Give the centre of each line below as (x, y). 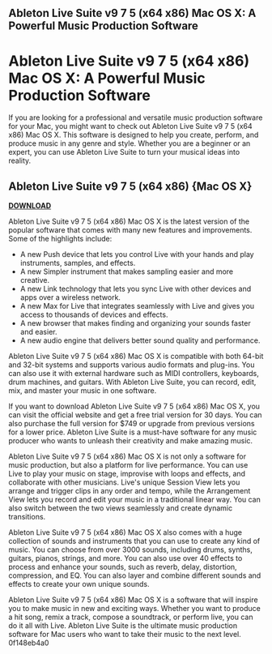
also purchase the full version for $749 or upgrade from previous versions (132, 424)
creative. (35, 280)
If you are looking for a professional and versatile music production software (136, 118)
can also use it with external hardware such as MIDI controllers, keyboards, (134, 374)
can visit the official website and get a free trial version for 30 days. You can (135, 415)
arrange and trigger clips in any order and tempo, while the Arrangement (130, 491)
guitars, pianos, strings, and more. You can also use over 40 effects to (125, 558)
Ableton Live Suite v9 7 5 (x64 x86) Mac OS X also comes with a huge (125, 532)
